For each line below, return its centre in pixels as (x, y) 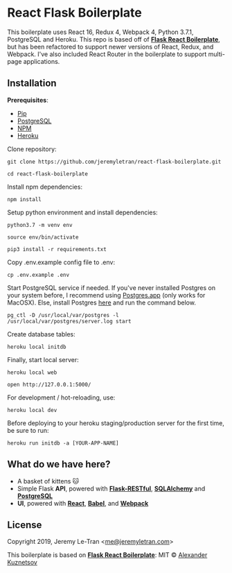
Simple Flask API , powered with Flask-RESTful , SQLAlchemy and (111, 488)
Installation (32, 84)
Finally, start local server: (43, 359)
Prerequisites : (28, 100)
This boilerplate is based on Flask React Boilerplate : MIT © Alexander (107, 555)
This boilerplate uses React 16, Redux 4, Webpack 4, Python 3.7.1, (100, 32)
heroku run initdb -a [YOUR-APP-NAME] (63, 443)
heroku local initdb (37, 347)
